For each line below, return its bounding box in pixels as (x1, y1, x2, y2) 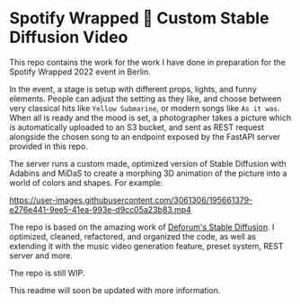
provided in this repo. (9, 141, 88, 152)
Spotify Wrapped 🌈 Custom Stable (9, 8, 269, 29)
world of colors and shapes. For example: (9, 177, 163, 187)
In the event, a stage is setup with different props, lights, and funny (9, 83, 258, 94)
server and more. (9, 250, 74, 261)
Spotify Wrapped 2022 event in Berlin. (9, 66, 151, 77)
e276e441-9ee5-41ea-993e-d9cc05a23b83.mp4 (9, 204, 191, 214)
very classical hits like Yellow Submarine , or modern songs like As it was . (9, 102, 280, 113)
